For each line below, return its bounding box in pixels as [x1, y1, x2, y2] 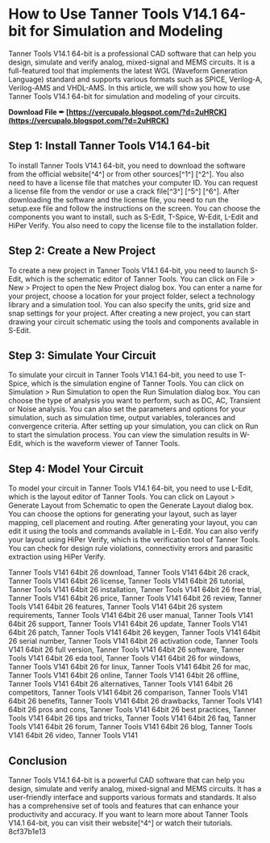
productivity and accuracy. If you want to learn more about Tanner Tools [8, 810, 248, 819]
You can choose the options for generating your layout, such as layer [8, 509, 238, 519]
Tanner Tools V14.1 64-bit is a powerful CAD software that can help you [8, 775, 245, 785]
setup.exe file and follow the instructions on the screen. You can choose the [8, 203, 260, 213]
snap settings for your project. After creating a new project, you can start [8, 308, 251, 318]
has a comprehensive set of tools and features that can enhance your [8, 801, 239, 811]
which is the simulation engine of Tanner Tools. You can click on [31, 378, 244, 388]
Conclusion [8, 753, 68, 767]
